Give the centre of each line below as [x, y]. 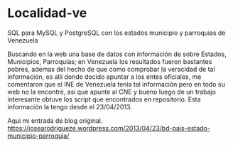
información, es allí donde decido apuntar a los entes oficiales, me [104, 77]
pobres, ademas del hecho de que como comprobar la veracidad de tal [111, 69]
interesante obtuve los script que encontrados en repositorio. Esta [104, 99]
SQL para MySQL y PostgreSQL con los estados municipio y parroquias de [116, 33]
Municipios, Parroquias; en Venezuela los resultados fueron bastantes [110, 61]
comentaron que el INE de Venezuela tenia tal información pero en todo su [116, 84]
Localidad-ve [47, 13]
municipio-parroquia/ [38, 136]
